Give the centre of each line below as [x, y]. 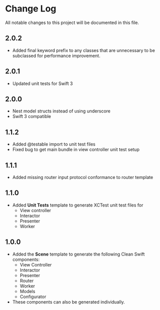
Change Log [31, 9]
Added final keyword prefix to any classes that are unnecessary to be [84, 50]
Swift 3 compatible [32, 116]
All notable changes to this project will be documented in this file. [72, 22]
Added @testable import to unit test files [54, 144]
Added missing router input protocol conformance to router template [83, 177]
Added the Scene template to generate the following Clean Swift [79, 254]
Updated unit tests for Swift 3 [43, 83]
